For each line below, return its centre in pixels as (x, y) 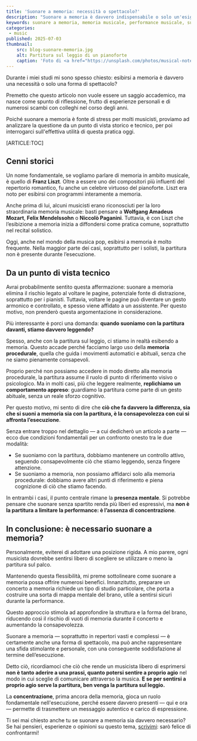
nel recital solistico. (29, 230)
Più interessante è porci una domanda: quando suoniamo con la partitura (95, 323)
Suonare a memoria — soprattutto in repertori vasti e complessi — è (88, 636)
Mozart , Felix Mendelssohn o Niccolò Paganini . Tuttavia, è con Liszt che (95, 218)
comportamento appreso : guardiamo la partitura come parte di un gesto (94, 390)
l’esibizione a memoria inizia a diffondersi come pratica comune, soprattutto (98, 224)
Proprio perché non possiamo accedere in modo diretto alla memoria (89, 371)
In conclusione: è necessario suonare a (79, 529)
